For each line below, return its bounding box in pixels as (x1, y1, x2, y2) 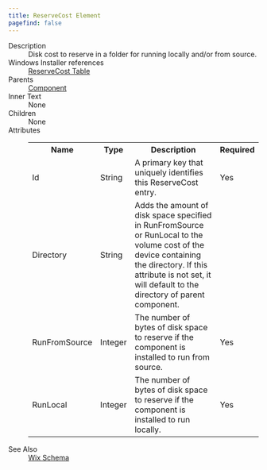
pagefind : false (8, 19, 62, 27)
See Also (8, 444, 38, 453)
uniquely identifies (134, 167, 204, 178)
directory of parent (134, 289, 205, 300)
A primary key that (134, 156, 203, 168)
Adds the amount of (134, 199, 209, 210)
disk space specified (134, 210, 212, 221)
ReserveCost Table (28, 66, 91, 75)
